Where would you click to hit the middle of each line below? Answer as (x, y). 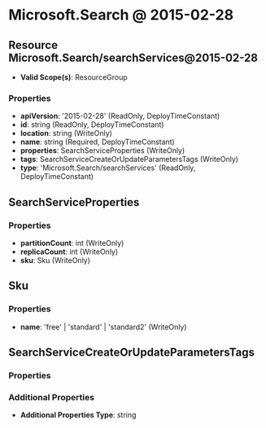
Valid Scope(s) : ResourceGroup (74, 77)
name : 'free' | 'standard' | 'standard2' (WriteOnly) (103, 326)
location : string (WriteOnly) (66, 133)
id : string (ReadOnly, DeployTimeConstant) (92, 124)
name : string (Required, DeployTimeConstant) (97, 142)
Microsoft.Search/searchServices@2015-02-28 (133, 57)
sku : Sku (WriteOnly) (55, 260)
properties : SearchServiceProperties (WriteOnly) (102, 151)
